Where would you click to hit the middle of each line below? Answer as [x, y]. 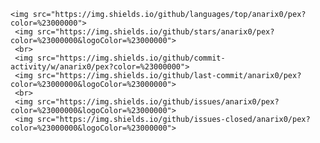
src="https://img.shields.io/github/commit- [131, 58]
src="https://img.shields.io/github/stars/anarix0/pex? [155, 32]
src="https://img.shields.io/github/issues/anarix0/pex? [158, 102]
